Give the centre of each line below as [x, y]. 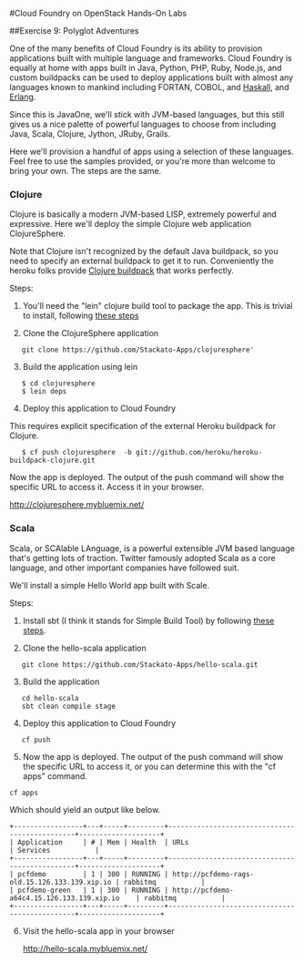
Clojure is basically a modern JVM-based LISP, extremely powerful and [143, 214]
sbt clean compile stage [69, 706]
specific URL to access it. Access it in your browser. [107, 487]
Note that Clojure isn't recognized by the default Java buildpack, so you [144, 251]
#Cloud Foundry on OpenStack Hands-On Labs [98, 13]
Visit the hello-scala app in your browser [98, 931]
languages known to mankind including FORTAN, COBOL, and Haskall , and [149, 87]
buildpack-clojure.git [52, 461]
